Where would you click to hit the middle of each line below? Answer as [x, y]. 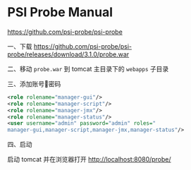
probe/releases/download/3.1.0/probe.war [68, 54]
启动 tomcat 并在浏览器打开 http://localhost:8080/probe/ [89, 159]
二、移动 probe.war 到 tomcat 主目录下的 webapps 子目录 [88, 68]
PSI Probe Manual [60, 12]
